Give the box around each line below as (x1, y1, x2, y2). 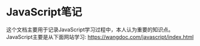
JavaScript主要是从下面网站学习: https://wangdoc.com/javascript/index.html (6, 33, 194, 40)
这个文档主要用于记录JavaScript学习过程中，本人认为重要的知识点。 (6, 26, 174, 33)
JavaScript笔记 (6, 5, 82, 19)
